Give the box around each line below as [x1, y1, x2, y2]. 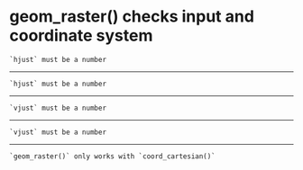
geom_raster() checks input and [9, 6, 255, 27]
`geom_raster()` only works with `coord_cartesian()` [9, 151, 216, 161]
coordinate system [9, 25, 153, 46]
